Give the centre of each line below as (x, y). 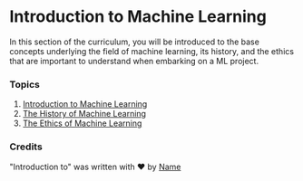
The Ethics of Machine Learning (82, 123)
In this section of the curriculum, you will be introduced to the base (135, 42)
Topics (25, 84)
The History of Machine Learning (84, 114)
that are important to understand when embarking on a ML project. (134, 61)
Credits (26, 147)
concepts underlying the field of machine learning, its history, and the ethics (152, 51)
